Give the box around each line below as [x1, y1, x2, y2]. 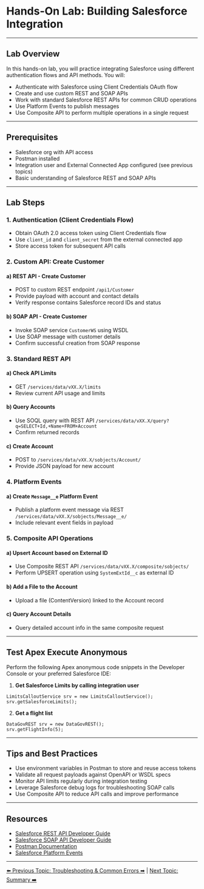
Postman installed [15, 155, 60, 162]
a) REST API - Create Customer [6, 272, 86, 280]
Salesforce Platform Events [15, 849, 83, 857]
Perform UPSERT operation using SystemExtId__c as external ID [15, 569, 174, 576]
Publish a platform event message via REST [15, 506, 124, 514]
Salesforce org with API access [15, 148, 93, 155]
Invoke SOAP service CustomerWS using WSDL [15, 326, 129, 333]
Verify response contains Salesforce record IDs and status [15, 299, 161, 306]
